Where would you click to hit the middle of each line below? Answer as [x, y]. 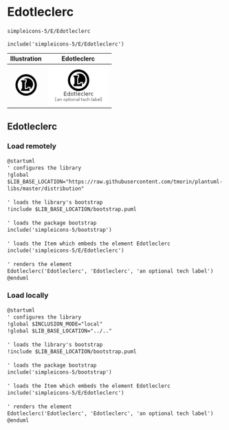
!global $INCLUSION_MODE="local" [55, 324]
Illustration [26, 58]
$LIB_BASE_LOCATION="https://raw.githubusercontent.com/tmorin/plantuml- [115, 182]
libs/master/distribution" [46, 189]
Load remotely [32, 146]
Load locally [28, 295]
